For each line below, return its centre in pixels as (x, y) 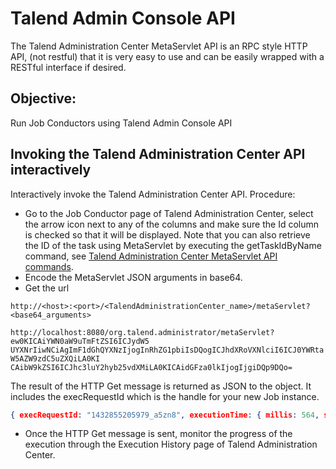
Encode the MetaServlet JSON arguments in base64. (133, 277)
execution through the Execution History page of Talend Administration (171, 444)
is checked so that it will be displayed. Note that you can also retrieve (167, 234)
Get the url (47, 288)
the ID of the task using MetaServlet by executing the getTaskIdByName (173, 245)
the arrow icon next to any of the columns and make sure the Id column (171, 224)
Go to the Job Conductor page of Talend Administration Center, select (169, 213)
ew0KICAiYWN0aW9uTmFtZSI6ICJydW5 (80, 341)
